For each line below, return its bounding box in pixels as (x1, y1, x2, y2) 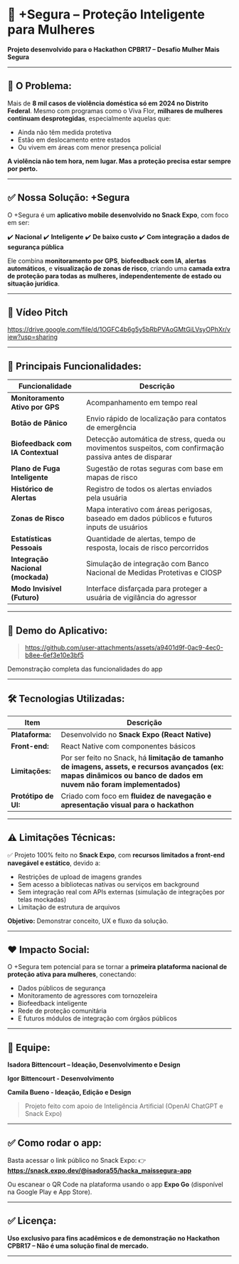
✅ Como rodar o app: (7, 1137, 102, 1149)
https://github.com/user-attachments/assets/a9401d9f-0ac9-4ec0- (24, 644, 224, 652)
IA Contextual (11, 448, 59, 458)
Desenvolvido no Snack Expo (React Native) (60, 729, 211, 739)
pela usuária (86, 493, 127, 503)
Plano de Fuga (11, 464, 60, 474)
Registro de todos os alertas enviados (86, 484, 212, 494)
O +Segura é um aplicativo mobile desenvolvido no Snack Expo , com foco (7, 210, 229, 219)
